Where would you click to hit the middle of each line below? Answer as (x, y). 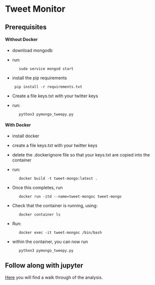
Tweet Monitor (35, 9)
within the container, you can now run (50, 241)
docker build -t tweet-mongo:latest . (58, 178)
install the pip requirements (39, 78)
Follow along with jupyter (44, 266)
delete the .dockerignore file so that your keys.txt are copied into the (81, 154)
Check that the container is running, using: (55, 205)
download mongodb (32, 50)
